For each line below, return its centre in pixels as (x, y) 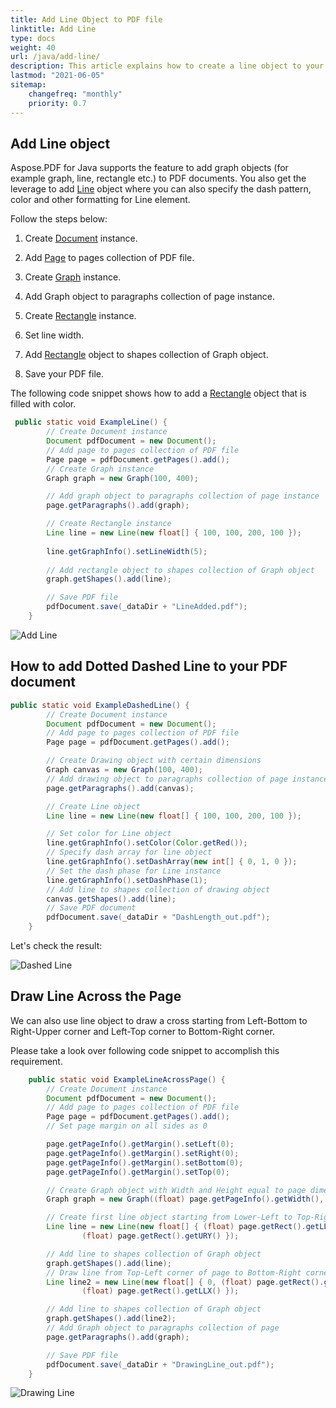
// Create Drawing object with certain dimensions (154, 761)
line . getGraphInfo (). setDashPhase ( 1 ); (127, 880)
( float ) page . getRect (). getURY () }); (160, 1236)
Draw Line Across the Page (96, 996)
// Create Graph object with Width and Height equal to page (176, 1190)
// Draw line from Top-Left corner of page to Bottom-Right (174, 1272)
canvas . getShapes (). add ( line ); (111, 899)
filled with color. (43, 404)
